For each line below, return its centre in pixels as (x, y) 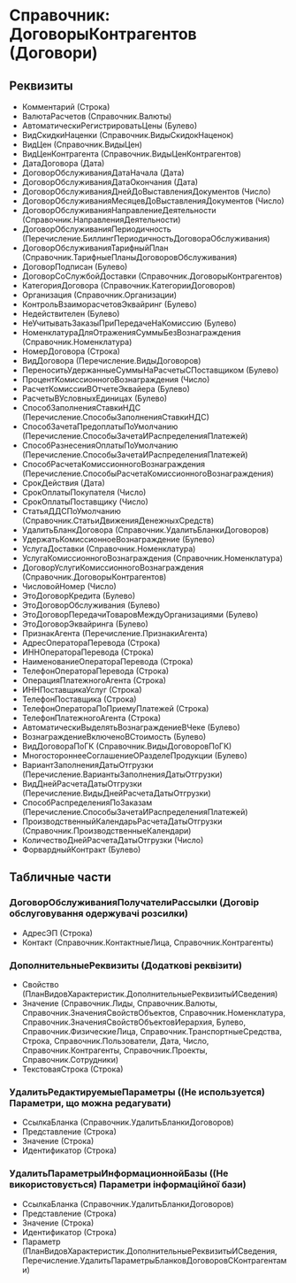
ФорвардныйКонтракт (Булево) (81, 849)
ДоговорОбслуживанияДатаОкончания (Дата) (110, 182)
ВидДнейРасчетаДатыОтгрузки (82, 784)
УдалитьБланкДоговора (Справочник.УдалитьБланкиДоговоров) (145, 530)
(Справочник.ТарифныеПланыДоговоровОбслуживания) (129, 257)
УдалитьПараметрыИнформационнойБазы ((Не (119, 1173)
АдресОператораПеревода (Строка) (91, 643)
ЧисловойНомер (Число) (69, 586)
